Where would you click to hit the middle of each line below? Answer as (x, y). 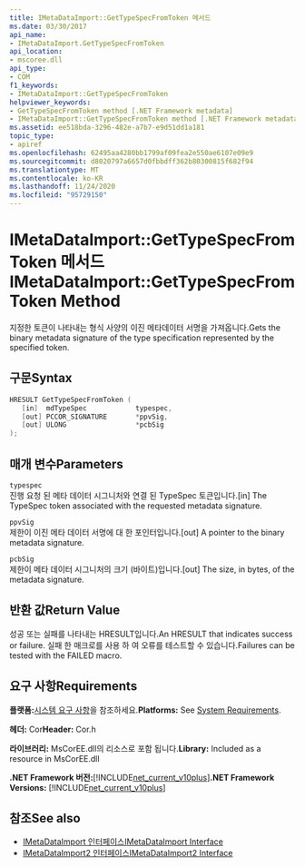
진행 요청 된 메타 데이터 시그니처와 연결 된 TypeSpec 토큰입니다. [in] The (138, 495)
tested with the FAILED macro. (66, 655)
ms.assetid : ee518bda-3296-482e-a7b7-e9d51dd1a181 (107, 128)
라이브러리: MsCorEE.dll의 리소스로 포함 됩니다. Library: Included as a (135, 748)
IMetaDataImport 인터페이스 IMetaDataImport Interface (123, 842)
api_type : (28, 69)
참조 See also (45, 818)
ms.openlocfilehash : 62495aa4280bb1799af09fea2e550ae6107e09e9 (132, 153)
